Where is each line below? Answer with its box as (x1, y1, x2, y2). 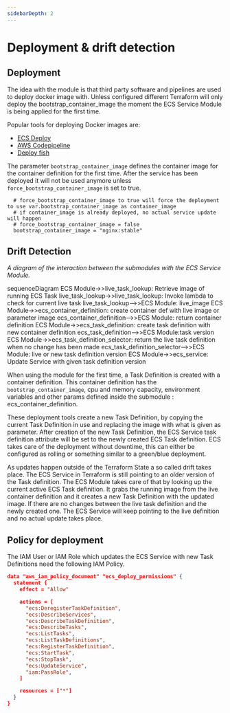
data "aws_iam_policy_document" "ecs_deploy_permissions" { (7, 573, 183, 580)
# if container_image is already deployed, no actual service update (13, 209, 216, 216)
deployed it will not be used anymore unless (7, 176, 132, 184)
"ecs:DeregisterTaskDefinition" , (25, 604, 122, 612)
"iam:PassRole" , (25, 668, 72, 676)
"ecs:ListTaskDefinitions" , (25, 637, 106, 644)
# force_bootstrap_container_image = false (13, 221, 139, 228)
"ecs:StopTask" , (25, 656, 72, 663)
